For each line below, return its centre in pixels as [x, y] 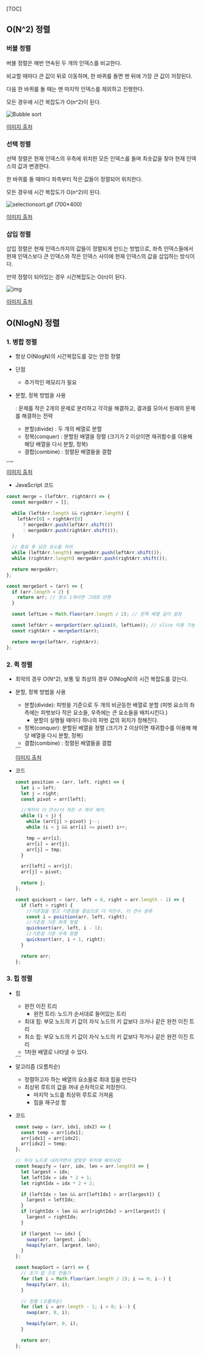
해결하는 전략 [37, 415]
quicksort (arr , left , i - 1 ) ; [65, 928]
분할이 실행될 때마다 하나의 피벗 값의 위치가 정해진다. [96, 720]
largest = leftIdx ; [51, 1200]
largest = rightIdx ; [52, 1217]
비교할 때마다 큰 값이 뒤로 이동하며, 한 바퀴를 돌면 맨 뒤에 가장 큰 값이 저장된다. [100, 76]
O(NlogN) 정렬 [33, 323]
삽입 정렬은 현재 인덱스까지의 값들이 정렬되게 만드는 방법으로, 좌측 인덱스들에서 [100, 249]
